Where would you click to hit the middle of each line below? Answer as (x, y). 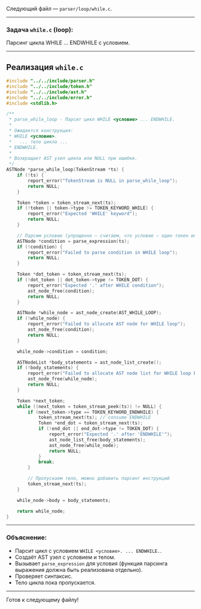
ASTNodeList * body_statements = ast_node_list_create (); (89, 362)
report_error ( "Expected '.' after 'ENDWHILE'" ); (110, 434)
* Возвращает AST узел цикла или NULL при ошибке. (73, 159)
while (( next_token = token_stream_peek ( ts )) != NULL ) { (89, 406)
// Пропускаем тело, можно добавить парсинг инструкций (99, 479)
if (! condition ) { (40, 247)
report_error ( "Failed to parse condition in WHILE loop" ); (103, 252)
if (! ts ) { (31, 175)
